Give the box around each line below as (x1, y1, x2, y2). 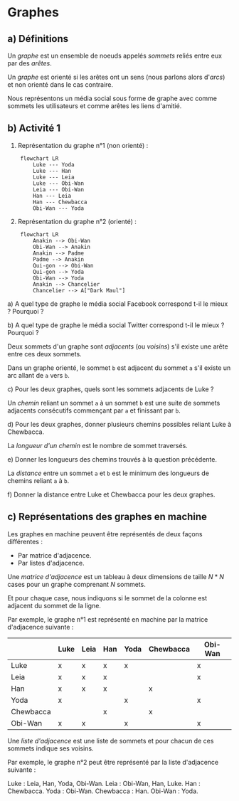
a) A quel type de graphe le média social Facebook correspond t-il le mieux (7, 299, 228, 308)
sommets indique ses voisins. (7, 744, 94, 753)
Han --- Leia (33, 192, 72, 199)
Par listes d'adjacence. (17, 558, 85, 567)
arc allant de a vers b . (7, 371, 70, 379)
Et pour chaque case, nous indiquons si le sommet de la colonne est (7, 593, 208, 602)
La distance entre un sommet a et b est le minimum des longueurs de (7, 469, 210, 477)
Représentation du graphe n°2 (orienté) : (17, 217, 137, 226)
